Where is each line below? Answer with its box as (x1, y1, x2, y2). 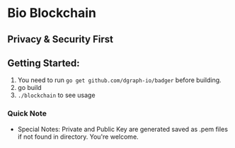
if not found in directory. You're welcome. (17, 132, 139, 141)
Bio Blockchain (7, 5, 97, 21)
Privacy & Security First (7, 33, 114, 45)
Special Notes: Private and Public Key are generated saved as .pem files (17, 125, 229, 133)
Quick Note (7, 108, 47, 118)
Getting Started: (7, 57, 80, 69)
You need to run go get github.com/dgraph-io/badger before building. (17, 76, 222, 84)
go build (17, 84, 42, 92)
